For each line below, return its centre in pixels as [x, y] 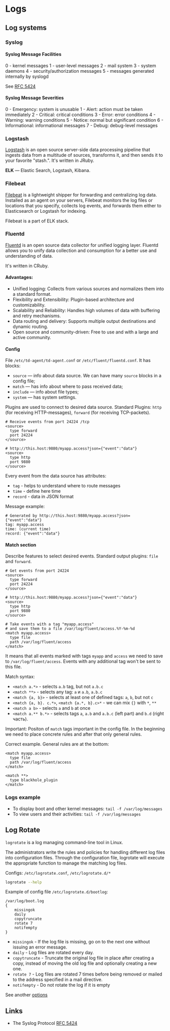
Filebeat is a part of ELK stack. [37, 221]
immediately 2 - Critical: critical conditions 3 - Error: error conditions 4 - [80, 115]
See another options [26, 995]
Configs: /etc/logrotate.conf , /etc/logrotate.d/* [58, 873]
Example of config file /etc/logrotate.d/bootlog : [57, 892]
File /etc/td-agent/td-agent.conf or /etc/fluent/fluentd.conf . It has [78, 360]
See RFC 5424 [21, 86]
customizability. [29, 305]
